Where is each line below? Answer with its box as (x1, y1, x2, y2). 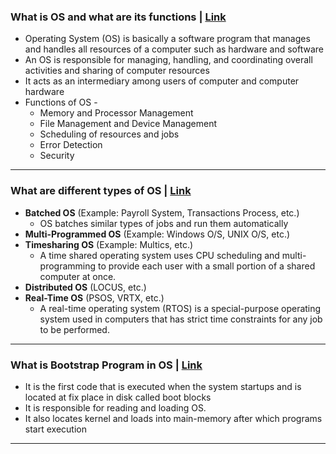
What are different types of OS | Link (10, 184, 192, 198)
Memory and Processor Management (39, 107, 194, 119)
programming (39, 260, 97, 272)
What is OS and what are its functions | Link (10, 10, 227, 24)
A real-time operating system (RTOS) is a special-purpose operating (39, 302, 322, 314)
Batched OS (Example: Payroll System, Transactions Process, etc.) (24, 206, 300, 219)
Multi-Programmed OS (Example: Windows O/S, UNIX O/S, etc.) (24, 228, 291, 240)
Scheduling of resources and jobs (39, 128, 180, 140)
